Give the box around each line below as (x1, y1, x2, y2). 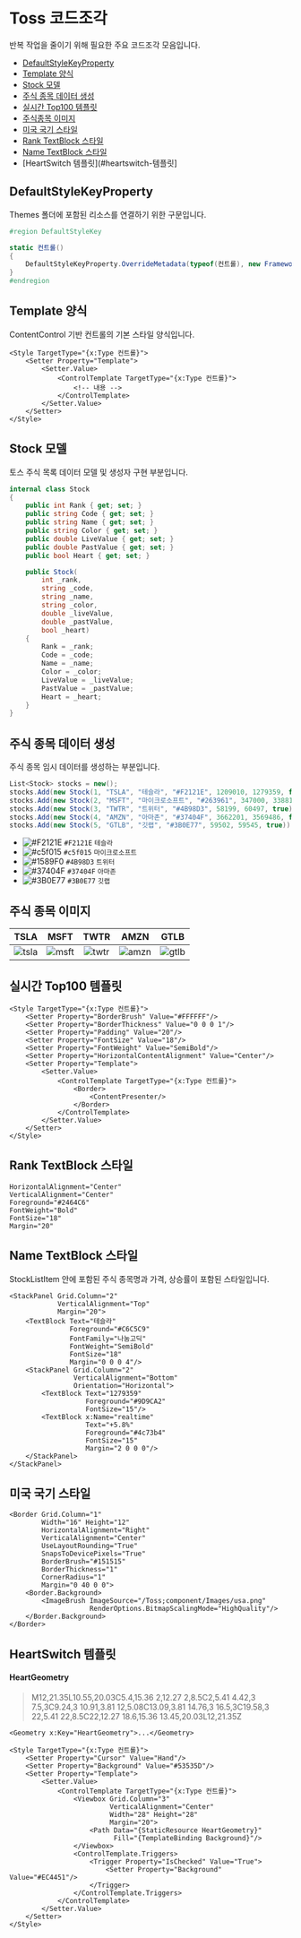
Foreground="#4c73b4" (85, 1428, 167, 1437)
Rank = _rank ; (41, 642, 94, 651)
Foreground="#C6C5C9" (69, 1324, 150, 1333)
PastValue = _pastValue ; (41, 684, 134, 693)
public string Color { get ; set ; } (25, 526, 159, 535)
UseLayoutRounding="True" (41, 1542, 139, 1551)
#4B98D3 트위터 (65, 857, 115, 867)
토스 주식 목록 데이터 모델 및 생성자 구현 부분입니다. (9, 467, 188, 478)
